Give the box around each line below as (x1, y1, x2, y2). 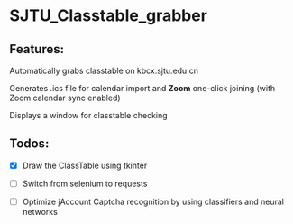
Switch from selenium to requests (22, 178, 148, 189)
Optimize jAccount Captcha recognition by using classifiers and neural (22, 196, 284, 207)
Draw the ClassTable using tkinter (22, 160, 148, 171)
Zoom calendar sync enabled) (9, 92, 121, 103)
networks (22, 207, 59, 217)
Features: (9, 42, 65, 57)
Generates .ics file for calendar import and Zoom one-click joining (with (9, 83, 276, 93)
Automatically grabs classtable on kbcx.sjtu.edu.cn (9, 65, 198, 76)
